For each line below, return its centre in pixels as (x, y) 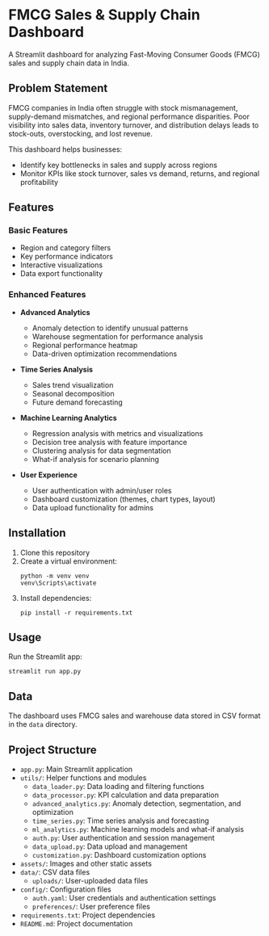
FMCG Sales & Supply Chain (104, 15)
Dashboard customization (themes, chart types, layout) (124, 499)
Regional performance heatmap (85, 345)
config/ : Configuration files (65, 889)
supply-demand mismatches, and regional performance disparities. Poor (129, 116)
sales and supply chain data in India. (69, 63)
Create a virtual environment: (68, 561)
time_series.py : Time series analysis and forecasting (121, 821)
